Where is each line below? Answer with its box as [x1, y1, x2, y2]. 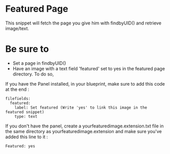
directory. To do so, [12, 71, 54, 77]
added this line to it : [5, 134, 48, 140]
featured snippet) [5, 109, 44, 115]
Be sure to [5, 43, 50, 55]
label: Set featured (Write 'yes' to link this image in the [14, 105, 147, 110]
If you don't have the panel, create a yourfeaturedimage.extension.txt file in [5, 123, 164, 129]
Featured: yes [5, 143, 36, 148]
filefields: [5, 96, 31, 101]
